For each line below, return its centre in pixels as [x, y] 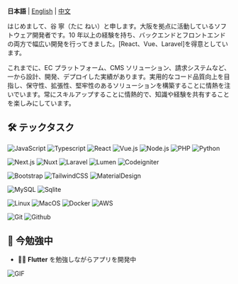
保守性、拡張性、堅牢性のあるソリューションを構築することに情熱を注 [128, 85]
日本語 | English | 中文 [39, 11]
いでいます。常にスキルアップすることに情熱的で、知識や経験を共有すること [119, 94]
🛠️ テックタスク [41, 128]
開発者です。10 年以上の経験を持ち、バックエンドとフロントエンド [129, 35]
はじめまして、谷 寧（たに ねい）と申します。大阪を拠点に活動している [111, 26]
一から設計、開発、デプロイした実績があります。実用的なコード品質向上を [116, 76]
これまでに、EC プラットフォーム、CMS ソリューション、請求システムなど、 [119, 68]
